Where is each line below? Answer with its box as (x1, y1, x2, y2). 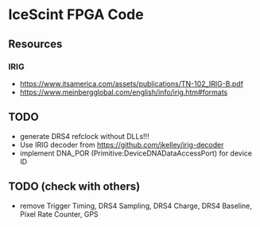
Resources (8, 37, 63, 51)
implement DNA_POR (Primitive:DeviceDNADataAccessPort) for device (19, 148, 253, 158)
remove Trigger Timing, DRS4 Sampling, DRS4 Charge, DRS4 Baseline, (19, 201, 253, 210)
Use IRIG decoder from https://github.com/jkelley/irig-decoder (19, 140, 224, 149)
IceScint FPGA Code (8, 6, 145, 24)
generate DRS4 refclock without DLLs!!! (19, 131, 149, 140)
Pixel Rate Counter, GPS (19, 209, 99, 219)
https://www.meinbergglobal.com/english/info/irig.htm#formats (19, 87, 228, 97)
